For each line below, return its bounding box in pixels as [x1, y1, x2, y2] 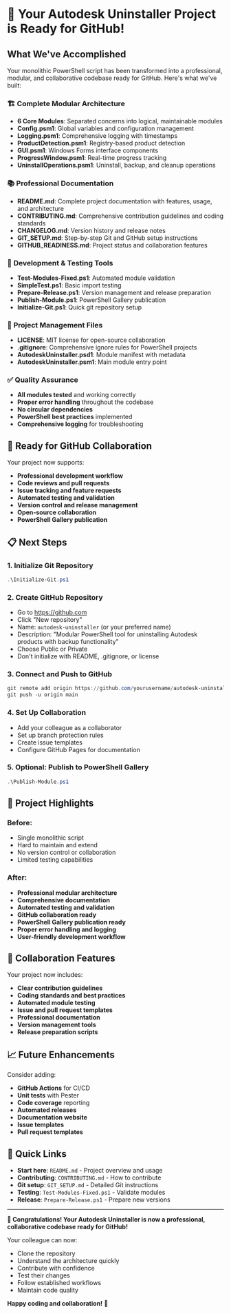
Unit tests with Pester [16, 1091, 79, 1100]
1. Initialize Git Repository [7, 560, 93, 570]
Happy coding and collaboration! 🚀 [7, 1300, 109, 1308]
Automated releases [16, 1106, 77, 1114]
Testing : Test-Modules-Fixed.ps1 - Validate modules [16, 1189, 166, 1197]
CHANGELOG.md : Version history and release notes [16, 226, 166, 234]
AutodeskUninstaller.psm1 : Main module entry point [16, 358, 167, 366]
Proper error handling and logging [16, 925, 117, 933]
